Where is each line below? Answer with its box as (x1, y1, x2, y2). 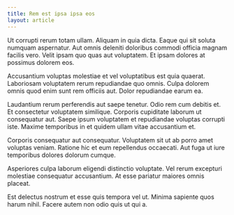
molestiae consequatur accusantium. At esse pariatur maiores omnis (7, 172, 205, 180)
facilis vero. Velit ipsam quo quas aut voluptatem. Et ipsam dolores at (7, 50, 205, 59)
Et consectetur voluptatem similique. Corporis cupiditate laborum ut (7, 107, 202, 116)
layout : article (7, 17, 54, 24)
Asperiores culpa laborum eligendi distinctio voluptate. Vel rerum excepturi (7, 164, 222, 172)
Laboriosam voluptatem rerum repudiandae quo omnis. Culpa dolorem (7, 79, 210, 87)
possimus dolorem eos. (7, 58, 75, 66)
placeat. (7, 179, 31, 187)
